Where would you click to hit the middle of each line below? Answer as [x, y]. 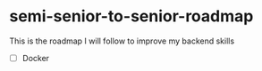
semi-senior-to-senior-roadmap [131, 16]
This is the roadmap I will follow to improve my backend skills [122, 41]
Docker [36, 58]
